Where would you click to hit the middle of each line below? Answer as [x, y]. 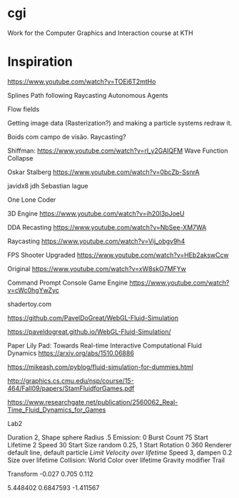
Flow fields [24, 109]
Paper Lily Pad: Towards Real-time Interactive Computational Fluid [105, 345]
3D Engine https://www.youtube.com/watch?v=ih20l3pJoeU [96, 213]
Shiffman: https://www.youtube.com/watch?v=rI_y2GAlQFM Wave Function [118, 151]
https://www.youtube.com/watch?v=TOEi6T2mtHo [82, 81]
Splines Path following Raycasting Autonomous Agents [88, 95]
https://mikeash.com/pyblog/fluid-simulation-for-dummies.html [101, 367]
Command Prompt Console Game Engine [68, 283]
